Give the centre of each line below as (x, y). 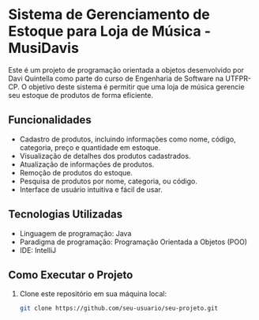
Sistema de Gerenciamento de (109, 15)
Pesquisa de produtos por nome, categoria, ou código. (108, 181)
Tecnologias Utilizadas (66, 215)
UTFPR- (238, 78)
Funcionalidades (50, 120)
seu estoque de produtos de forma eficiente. (81, 95)
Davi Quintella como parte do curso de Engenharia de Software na (116, 78)
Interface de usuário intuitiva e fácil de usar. (91, 189)
